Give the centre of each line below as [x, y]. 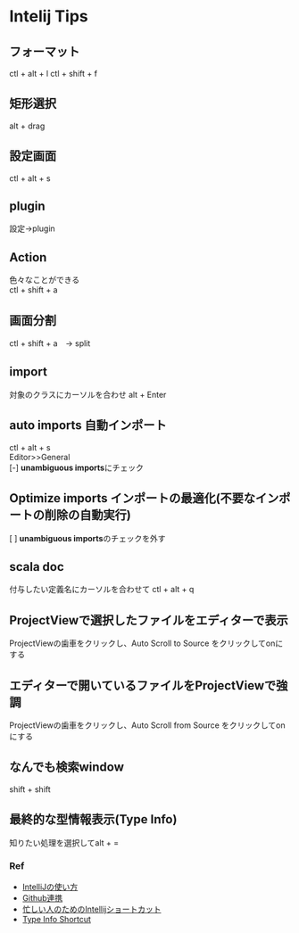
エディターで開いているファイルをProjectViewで [143, 685]
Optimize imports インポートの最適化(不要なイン [144, 498]
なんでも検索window [67, 768]
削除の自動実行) [87, 515]
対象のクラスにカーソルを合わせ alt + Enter [88, 394]
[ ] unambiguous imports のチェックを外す [87, 538]
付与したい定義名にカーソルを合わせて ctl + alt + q [102, 590]
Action [28, 257]
